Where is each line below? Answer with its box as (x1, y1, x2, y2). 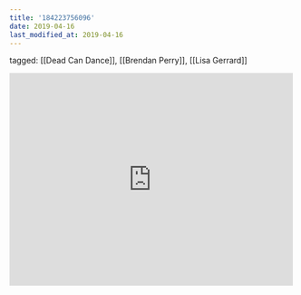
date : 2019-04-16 (9, 22, 75, 31)
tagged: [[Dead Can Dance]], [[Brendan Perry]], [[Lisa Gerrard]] (9, 55, 248, 66)
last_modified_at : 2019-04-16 (9, 30, 124, 39)
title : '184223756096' (9, 13, 95, 23)
